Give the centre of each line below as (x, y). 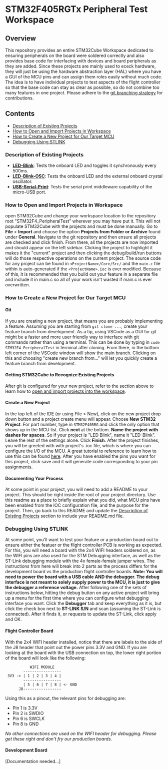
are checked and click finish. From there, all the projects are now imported (82, 242)
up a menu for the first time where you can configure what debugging (77, 598)
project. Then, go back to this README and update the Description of (77, 511)
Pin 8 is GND (25, 724)
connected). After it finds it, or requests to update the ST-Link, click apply (81, 614)
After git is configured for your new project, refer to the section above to (79, 386)
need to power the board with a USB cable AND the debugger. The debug (82, 577)
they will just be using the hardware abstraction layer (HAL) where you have (83, 71)
